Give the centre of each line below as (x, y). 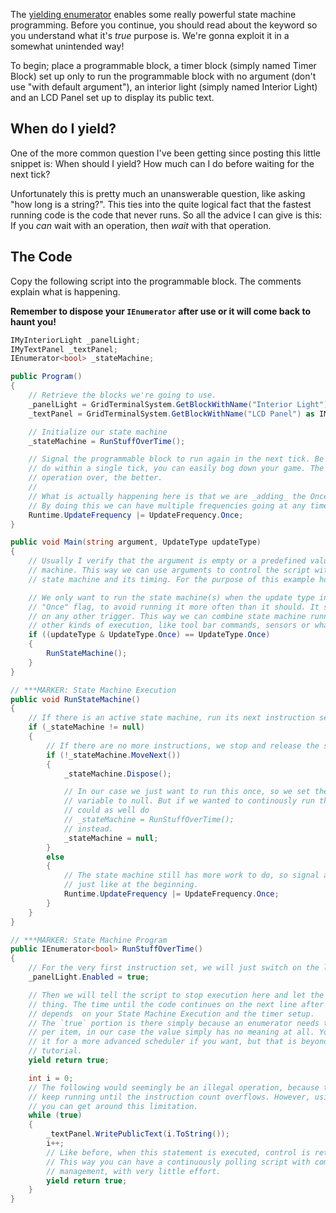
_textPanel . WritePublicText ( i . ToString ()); (138, 1134)
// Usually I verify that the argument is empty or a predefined (167, 561)
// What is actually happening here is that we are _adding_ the (167, 496)
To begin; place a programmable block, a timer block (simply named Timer (163, 65)
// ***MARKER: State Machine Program (89, 940)
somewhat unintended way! (67, 46)
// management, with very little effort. (134, 1171)
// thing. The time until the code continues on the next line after (176, 1004)
